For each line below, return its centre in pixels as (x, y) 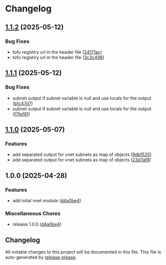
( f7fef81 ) (21, 114)
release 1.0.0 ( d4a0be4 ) (37, 224)
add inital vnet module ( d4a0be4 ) (47, 200)
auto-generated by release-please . (41, 258)
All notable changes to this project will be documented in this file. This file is (83, 252)
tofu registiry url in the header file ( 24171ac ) (57, 52)
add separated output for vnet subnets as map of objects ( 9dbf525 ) (82, 154)
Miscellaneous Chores (33, 213)
